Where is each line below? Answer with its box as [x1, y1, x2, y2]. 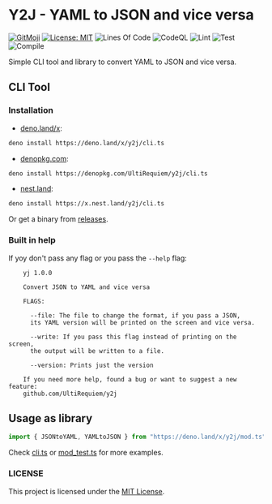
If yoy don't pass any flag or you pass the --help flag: [8, 253, 188, 263]
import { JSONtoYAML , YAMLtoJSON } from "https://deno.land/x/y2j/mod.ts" [8, 433, 266, 442]
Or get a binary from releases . [8, 214, 108, 224]
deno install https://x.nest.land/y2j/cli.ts [8, 200, 164, 208]
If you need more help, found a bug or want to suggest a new [23, 375, 237, 383]
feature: [8, 382, 38, 390]
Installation [8, 105, 54, 116]
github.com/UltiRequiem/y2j [23, 390, 117, 398]
